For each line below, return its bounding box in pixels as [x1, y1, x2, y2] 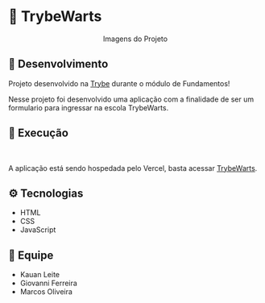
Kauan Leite [19, 270, 60, 280]
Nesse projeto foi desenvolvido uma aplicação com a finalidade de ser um [8, 94, 255, 104]
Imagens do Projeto [103, 34, 168, 44]
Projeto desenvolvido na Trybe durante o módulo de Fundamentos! [8, 78, 230, 88]
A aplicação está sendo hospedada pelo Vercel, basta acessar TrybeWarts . [8, 163, 258, 172]
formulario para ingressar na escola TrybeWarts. [8, 102, 169, 112]
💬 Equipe [8, 248, 54, 262]
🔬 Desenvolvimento [8, 57, 109, 71]
